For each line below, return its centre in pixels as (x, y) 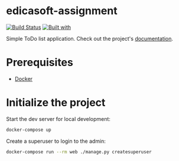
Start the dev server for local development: (58, 119)
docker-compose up (29, 130)
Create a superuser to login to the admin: (56, 141)
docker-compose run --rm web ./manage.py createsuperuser (79, 152)
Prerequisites (40, 63)
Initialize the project (56, 103)
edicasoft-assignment (62, 11)
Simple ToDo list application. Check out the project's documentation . (89, 38)
